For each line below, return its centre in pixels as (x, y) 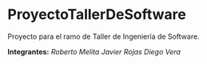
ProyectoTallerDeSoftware (97, 15)
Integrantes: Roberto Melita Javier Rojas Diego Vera (94, 51)
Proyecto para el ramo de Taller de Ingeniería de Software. (104, 36)
